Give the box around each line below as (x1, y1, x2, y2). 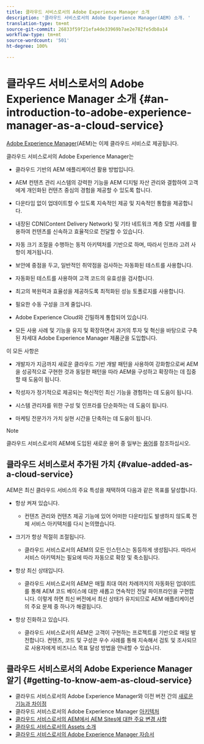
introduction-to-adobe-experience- (6, 105, 192, 120)
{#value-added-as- (117, 459, 193, 469)
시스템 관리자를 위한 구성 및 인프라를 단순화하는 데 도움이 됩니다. (15, 401, 169, 409)
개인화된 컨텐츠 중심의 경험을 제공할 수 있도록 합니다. (26, 186, 153, 194)
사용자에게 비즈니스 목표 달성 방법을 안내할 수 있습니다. (31, 644, 162, 651)
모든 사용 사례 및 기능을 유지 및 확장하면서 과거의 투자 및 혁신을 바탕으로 (15, 326, 186, 334)
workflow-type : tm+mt (6, 32, 62, 38)
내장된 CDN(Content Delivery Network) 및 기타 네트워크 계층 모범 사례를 (15, 220, 191, 227)
